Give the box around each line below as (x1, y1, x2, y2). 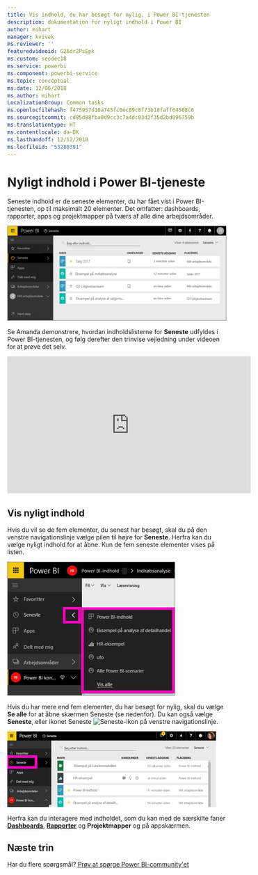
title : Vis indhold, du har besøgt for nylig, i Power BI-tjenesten (7, 11, 210, 18)
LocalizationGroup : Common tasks (7, 100, 104, 107)
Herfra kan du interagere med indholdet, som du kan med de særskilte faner (7, 814, 226, 823)
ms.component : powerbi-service (7, 70, 98, 77)
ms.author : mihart (7, 92, 61, 99)
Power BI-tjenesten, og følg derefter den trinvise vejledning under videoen (7, 335, 220, 344)
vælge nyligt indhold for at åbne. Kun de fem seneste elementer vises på (7, 540, 216, 549)
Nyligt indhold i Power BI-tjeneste (7, 174, 206, 190)
